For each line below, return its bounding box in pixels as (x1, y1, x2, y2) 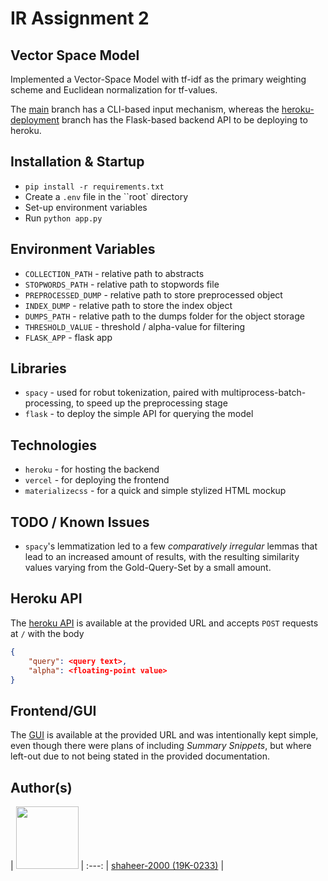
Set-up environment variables (24, 201, 148, 213)
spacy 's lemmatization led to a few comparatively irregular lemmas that (24, 540, 318, 552)
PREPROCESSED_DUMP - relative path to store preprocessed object (24, 288, 283, 301)
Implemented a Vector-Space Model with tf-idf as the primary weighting (10, 73, 307, 85)
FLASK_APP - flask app (24, 331, 113, 343)
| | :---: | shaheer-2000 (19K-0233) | (10, 860, 225, 871)
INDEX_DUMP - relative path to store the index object (24, 299, 233, 311)
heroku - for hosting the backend (24, 463, 160, 476)
